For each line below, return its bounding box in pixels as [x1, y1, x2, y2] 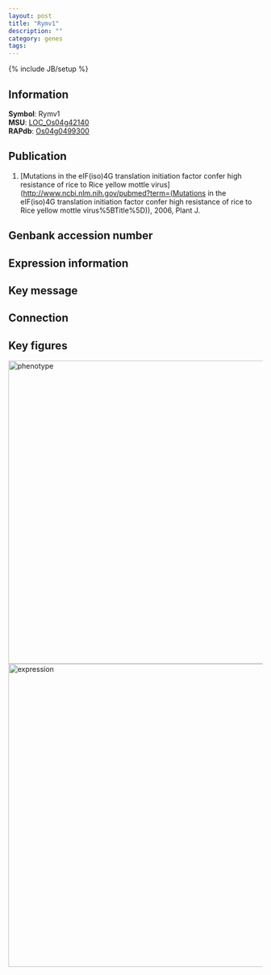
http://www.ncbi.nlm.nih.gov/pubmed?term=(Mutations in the [23, 188, 227, 198]
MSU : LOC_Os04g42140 [8, 117, 90, 127]
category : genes [8, 34, 63, 43]
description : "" [8, 27, 63, 35]
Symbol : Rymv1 [8, 108, 60, 118]
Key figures [8, 339, 68, 352]
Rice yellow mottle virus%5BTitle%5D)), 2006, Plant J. [19, 205, 201, 215]
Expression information [8, 256, 129, 270]
